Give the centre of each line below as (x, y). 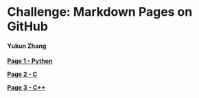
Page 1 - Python (30, 61)
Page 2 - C (22, 74)
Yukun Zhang (27, 46)
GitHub (27, 26)
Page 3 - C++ (26, 88)
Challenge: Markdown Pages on (100, 12)
